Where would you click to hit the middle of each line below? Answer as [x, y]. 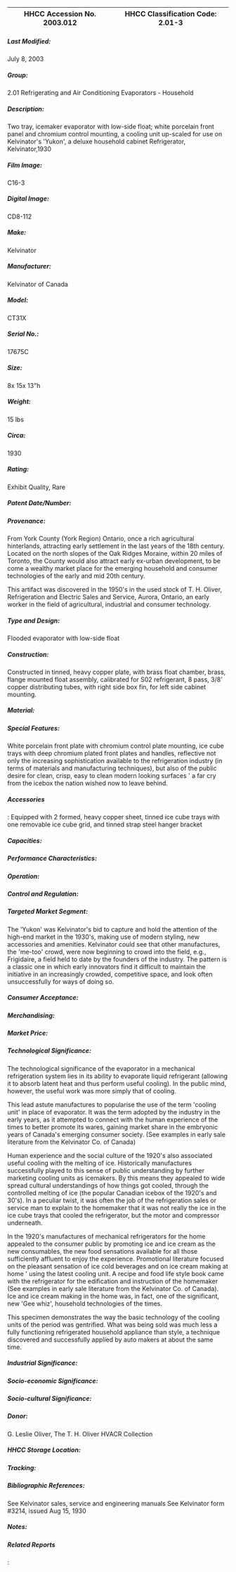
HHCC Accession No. [60, 14]
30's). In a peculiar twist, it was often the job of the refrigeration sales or [112, 1200]
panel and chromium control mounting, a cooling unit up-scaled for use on [115, 134]
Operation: [24, 876]
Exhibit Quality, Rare [36, 487]
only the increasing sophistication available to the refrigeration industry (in [115, 761]
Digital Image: [28, 199]
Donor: [18, 1416]
